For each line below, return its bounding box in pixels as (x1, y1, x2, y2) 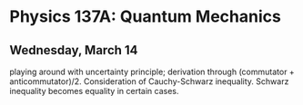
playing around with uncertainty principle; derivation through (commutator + (9, 66, 296, 77)
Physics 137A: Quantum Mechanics (9, 6, 282, 27)
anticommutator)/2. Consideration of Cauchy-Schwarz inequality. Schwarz (9, 76, 289, 87)
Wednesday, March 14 (9, 43, 138, 58)
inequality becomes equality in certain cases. (9, 86, 179, 96)
